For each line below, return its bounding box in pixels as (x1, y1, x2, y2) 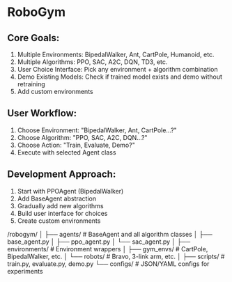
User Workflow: (7, 107, 77, 119)
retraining (17, 80, 45, 88)
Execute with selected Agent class (17, 148, 116, 157)
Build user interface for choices (17, 209, 108, 217)
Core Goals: (7, 32, 60, 44)
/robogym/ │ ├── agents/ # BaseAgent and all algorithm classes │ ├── (7, 230, 212, 238)
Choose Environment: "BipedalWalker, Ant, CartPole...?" (17, 126, 178, 134)
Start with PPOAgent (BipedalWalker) (17, 187, 124, 195)
